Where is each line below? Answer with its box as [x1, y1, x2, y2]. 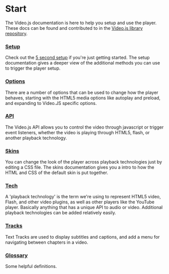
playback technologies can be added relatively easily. [5, 210, 117, 216]
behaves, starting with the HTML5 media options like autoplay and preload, [5, 94, 161, 101]
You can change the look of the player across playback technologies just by [5, 159, 162, 165]
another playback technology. [5, 135, 67, 141]
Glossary [5, 252, 28, 259]
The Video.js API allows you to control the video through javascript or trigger [5, 124, 164, 130]
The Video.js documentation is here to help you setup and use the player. [5, 20, 157, 26]
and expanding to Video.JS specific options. [5, 100, 97, 106]
